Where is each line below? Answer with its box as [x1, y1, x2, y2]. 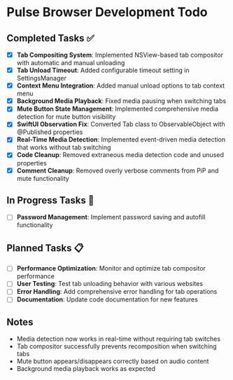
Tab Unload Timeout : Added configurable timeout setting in [16, 66, 190, 74]
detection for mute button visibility [16, 113, 116, 121]
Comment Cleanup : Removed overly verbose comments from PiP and [16, 166, 219, 175]
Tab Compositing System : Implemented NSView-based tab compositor [16, 50, 223, 59]
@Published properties [16, 128, 83, 137]
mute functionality [16, 174, 69, 182]
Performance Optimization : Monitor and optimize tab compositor [16, 264, 206, 273]
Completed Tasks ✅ [6, 32, 95, 44]
